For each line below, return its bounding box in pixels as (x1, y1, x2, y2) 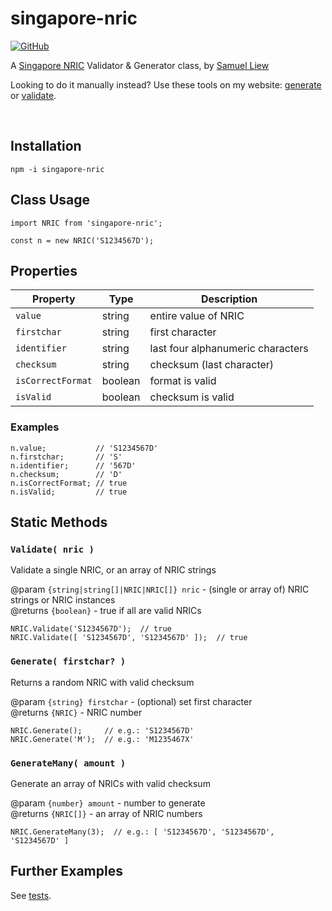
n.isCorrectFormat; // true (10, 478, 128, 488)
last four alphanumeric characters (149, 342, 309, 356)
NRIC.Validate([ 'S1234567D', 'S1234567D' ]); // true (10, 633, 248, 643)
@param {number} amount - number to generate (10, 797, 206, 809)
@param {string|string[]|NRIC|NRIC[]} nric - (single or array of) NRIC (10, 583, 310, 596)
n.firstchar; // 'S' (10, 452, 123, 462)
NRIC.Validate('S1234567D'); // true (10, 624, 172, 634)
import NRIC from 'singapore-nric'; (10, 218, 163, 228)
